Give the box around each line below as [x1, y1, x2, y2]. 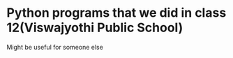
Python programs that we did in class [6, 5, 227, 21]
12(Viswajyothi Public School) [6, 20, 183, 36]
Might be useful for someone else [6, 43, 104, 51]
